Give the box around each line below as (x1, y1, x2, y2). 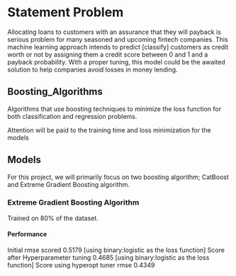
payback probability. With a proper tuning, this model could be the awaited (7, 57, 225, 66)
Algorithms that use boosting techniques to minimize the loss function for (7, 104, 222, 113)
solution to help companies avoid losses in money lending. (7, 65, 179, 74)
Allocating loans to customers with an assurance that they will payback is (7, 28, 222, 36)
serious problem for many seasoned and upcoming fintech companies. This (7, 35, 228, 43)
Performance (7, 230, 47, 238)
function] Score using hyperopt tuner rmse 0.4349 (7, 261, 155, 270)
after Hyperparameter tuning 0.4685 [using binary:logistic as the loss (7, 253, 210, 262)
